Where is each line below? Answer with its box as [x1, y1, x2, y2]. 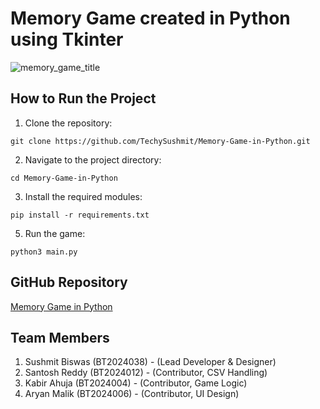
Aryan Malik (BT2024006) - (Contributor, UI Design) [24, 388, 240, 400]
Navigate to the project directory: [24, 153, 162, 166]
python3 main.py [10, 247, 78, 257]
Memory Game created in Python [10, 7, 291, 30]
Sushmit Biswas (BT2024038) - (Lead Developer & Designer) [24, 356, 277, 368]
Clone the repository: [24, 117, 113, 129]
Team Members [10, 329, 110, 346]
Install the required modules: [24, 190, 143, 202]
